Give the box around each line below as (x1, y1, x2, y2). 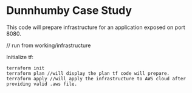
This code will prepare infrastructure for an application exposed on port (6, 24, 185, 31)
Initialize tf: (6, 53, 34, 60)
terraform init (6, 65, 45, 71)
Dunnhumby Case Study (6, 4, 132, 18)
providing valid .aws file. (6, 81, 78, 87)
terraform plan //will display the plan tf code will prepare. (6, 70, 170, 76)
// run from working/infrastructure (6, 42, 91, 49)
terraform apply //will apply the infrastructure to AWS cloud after (6, 75, 187, 82)
